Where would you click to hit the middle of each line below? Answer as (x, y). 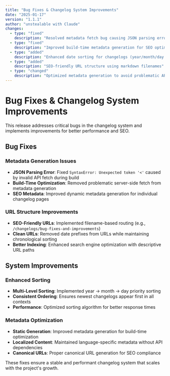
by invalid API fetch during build (46, 177)
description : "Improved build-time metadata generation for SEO (83, 48)
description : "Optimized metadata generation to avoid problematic (87, 76)
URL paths (23, 250)
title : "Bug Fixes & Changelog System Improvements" (62, 10)
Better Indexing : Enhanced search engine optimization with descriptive (87, 244)
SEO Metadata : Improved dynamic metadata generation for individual (85, 194)
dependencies (28, 347)
